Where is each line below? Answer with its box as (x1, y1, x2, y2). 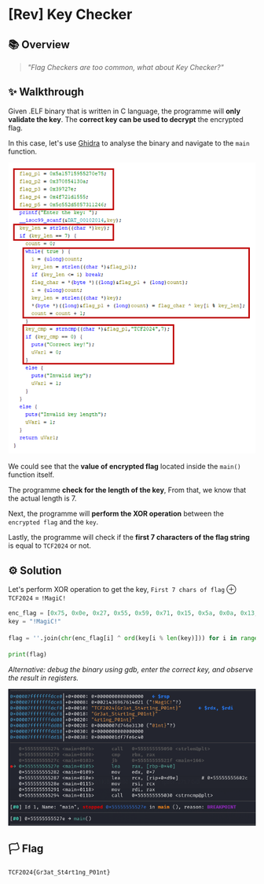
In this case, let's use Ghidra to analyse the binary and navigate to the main (8, 138, 250, 147)
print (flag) (8, 651, 47, 659)
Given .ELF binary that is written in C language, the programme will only (8, 106, 241, 116)
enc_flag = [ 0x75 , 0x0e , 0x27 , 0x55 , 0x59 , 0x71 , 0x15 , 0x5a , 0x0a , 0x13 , (8, 609, 258, 617)
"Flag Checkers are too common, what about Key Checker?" (27, 63, 224, 72)
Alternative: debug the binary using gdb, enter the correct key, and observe (8, 665, 254, 675)
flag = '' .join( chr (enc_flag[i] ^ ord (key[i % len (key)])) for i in (8, 634, 237, 642)
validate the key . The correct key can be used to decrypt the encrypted (8, 114, 244, 124)
